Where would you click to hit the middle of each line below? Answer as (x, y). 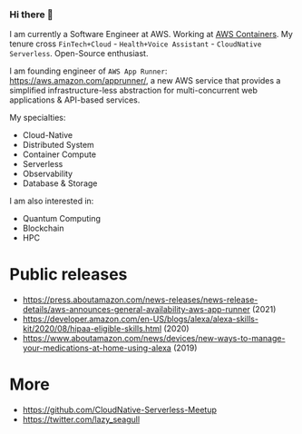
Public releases (68, 275)
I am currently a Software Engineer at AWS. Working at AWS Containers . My (151, 35)
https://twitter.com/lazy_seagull (81, 419)
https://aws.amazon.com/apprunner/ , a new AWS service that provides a (145, 81)
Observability (48, 174)
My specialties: (38, 118)
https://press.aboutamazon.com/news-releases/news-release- (140, 300)
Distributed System (58, 145)
